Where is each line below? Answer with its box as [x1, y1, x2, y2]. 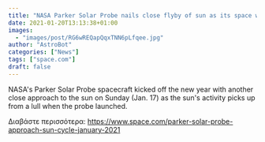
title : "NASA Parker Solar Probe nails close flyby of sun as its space [8, 11, 252, 20]
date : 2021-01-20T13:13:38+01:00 [8, 19, 118, 27]
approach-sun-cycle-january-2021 [8, 125, 121, 134]
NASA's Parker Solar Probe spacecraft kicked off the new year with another [8, 84, 254, 94]
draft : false [8, 63, 51, 71]
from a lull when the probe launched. [8, 101, 128, 110]
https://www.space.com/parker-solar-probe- [87, 116, 233, 126]
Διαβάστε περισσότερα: [8, 116, 86, 126]
